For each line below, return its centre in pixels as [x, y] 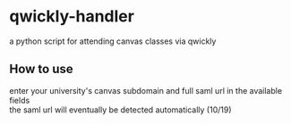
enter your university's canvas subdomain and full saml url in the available [146, 90]
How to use [41, 69]
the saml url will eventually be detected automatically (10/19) [120, 110]
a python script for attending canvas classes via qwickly [113, 41]
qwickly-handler [72, 17]
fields [20, 100]
